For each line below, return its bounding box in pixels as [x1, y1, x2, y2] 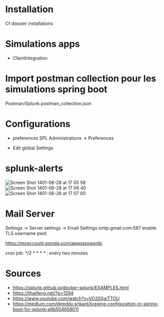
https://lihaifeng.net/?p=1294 [12, 290, 74, 296]
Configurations [5, 118, 71, 130]
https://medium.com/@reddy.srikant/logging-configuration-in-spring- [12, 301, 159, 307]
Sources [5, 268, 42, 279]
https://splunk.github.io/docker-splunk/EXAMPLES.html [12, 284, 129, 291]
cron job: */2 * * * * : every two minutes [5, 250, 88, 256]
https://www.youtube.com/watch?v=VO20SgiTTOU [12, 295, 120, 301]
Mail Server [5, 208, 55, 219]
